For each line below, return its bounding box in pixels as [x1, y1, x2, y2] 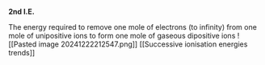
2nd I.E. [8, 7, 35, 16]
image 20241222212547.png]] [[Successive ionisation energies [38, 39, 248, 49]
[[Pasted [8, 39, 37, 49]
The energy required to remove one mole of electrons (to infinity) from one [8, 22, 257, 31]
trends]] [8, 48, 36, 57]
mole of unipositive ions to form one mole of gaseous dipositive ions [8, 31, 236, 40]
